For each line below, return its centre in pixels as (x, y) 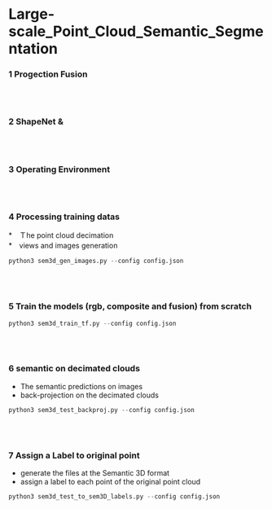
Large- (32, 14)
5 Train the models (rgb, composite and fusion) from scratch (130, 306)
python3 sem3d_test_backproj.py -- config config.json (102, 410)
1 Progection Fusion (48, 74)
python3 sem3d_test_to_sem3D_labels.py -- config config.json (114, 496)
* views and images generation (63, 246)
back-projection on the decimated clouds (89, 395)
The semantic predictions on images (81, 386)
